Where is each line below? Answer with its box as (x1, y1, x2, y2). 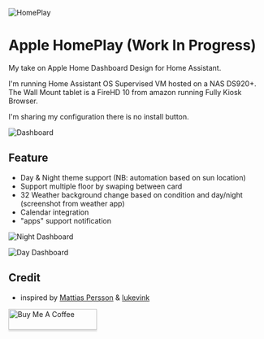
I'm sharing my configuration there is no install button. (8, 111, 189, 121)
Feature (8, 151, 49, 165)
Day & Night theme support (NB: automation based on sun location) (19, 172, 246, 182)
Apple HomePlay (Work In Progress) (8, 37, 257, 54)
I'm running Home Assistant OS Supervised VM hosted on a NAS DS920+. (8, 78, 257, 89)
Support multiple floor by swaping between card (19, 181, 183, 191)
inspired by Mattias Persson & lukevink (19, 293, 150, 302)
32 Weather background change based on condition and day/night (19, 189, 244, 199)
